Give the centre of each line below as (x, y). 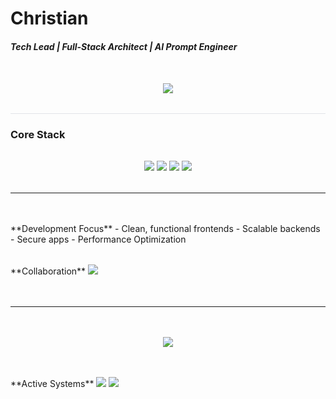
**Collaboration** (48, 271)
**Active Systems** (52, 384)
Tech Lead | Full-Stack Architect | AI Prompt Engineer (124, 46)
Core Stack (38, 135)
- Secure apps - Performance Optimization (98, 239)
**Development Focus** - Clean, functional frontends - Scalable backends (165, 229)
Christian (49, 18)
